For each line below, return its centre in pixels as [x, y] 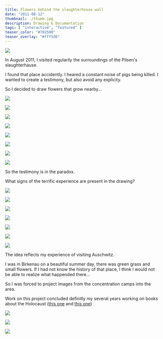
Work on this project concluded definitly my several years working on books [81, 299]
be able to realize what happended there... [48, 274]
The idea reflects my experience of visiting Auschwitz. [60, 255]
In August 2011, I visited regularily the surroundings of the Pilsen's [71, 60]
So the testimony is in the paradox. [40, 172]
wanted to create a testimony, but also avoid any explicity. [63, 80]
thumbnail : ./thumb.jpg [29, 19]
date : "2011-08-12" [25, 14]
